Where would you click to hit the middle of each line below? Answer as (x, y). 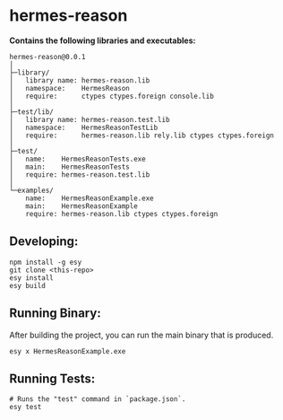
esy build (28, 285)
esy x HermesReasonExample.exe (68, 351)
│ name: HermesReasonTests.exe (77, 159)
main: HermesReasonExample (82, 206)
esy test (26, 407)
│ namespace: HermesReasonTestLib (84, 127)
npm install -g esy (46, 262)
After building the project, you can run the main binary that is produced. (141, 335)
